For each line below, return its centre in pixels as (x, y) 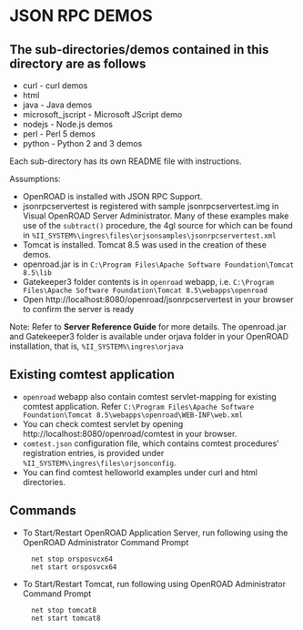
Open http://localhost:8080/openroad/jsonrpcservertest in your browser (158, 300)
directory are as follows (78, 63)
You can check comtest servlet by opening (103, 423)
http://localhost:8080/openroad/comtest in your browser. (130, 433)
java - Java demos (57, 105)
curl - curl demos (55, 86)
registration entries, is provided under (93, 452)
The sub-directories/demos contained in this (139, 50)
